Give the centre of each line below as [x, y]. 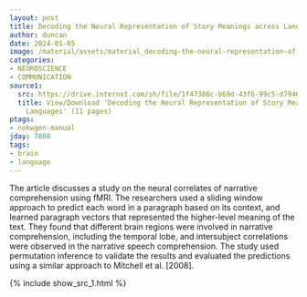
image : [22, 52]
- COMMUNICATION [40, 77]
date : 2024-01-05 [42, 43]
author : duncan [38, 35]
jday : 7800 [30, 137]
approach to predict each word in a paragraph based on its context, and [145, 207]
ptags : [22, 119]
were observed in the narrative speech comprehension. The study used [144, 246]
